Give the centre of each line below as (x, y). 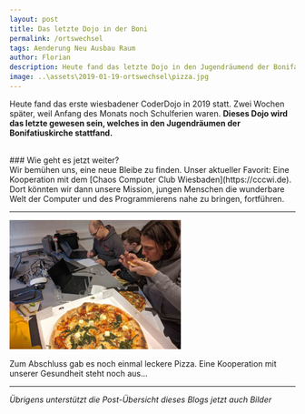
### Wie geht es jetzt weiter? (64, 160)
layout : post (34, 19)
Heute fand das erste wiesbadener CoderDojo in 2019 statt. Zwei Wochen (147, 104)
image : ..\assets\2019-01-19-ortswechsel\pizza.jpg (109, 77)
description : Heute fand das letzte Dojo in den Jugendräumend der (140, 67)
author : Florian (40, 58)
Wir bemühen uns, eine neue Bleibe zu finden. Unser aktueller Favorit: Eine (149, 169)
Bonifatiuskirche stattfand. (61, 133)
